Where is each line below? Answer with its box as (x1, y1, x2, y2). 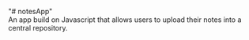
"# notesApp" (8, 7, 53, 16)
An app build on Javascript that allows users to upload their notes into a (8, 15, 242, 24)
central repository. (8, 24, 69, 32)
